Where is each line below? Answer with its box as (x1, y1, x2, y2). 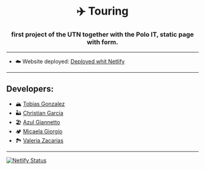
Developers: (6, 83, 54, 94)
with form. (87, 38, 118, 46)
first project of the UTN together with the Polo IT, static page (11, 31, 194, 39)
